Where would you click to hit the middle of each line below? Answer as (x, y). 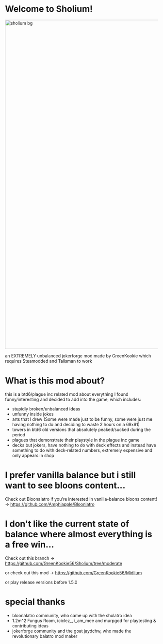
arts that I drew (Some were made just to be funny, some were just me (82, 419)
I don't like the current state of (67, 524)
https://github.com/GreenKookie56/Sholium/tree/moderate (64, 563)
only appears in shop (33, 455)
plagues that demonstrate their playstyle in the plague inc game (76, 440)
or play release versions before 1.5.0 (41, 582)
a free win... (30, 545)
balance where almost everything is (79, 534)
